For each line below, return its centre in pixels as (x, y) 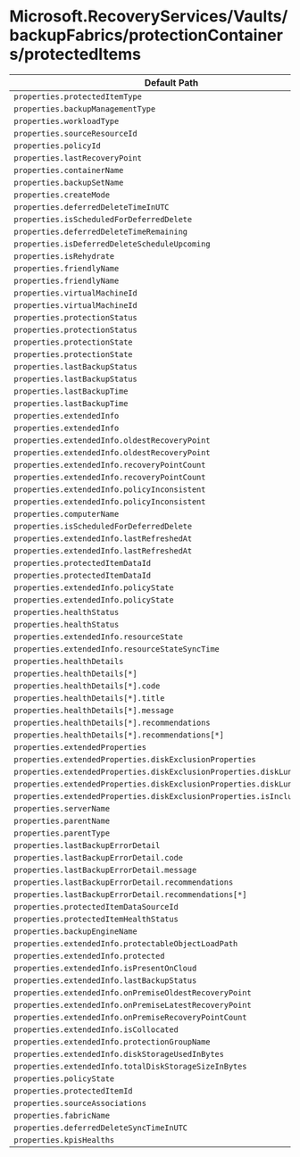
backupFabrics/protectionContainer (146, 35)
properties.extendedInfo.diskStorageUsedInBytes (119, 1054)
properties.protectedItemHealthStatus (96, 919)
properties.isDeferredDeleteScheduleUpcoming (112, 244)
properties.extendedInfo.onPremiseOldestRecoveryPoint (133, 992)
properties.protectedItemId (73, 1090)
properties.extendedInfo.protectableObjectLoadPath (126, 943)
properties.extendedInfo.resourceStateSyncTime (117, 649)
